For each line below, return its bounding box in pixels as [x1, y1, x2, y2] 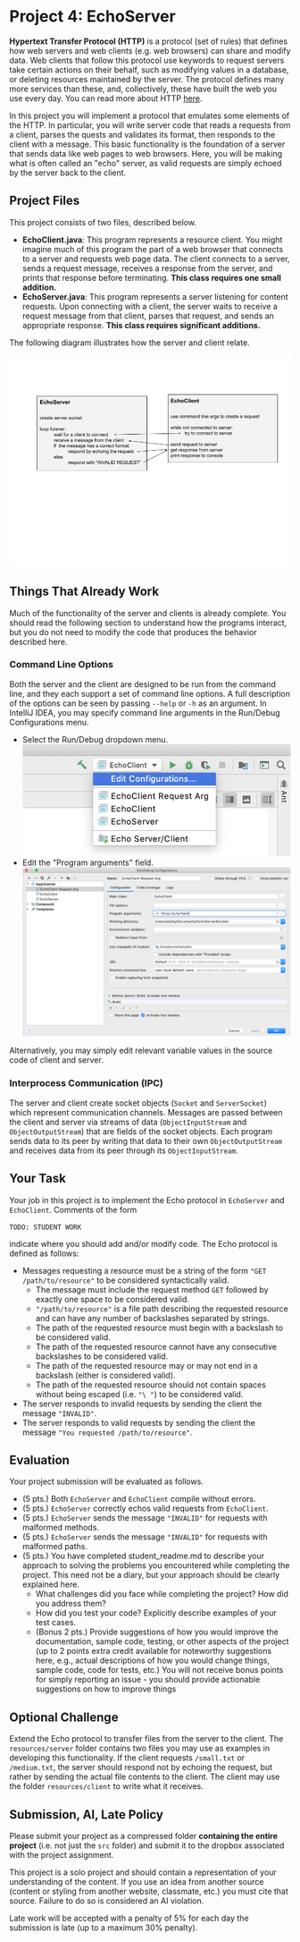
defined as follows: [9, 1248, 79, 1259]
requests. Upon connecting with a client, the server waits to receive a [21, 301, 279, 311]
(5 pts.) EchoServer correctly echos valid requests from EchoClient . [21, 1503, 270, 1514]
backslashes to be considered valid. [35, 1351, 169, 1361]
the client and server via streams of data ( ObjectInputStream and [9, 1116, 247, 1127]
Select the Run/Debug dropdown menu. [21, 734, 169, 744]
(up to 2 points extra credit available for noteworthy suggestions [35, 1646, 272, 1657]
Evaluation [9, 1452, 70, 1468]
